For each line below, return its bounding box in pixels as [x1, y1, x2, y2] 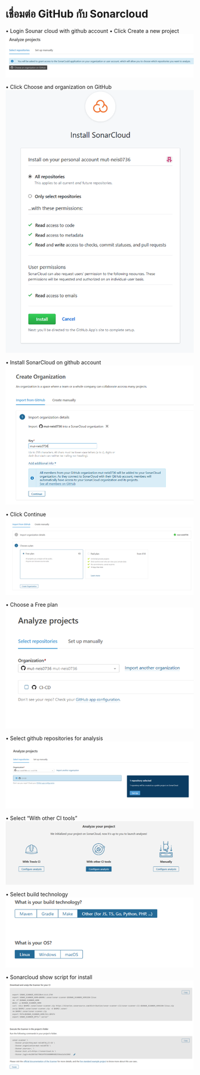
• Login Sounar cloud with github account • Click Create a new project [5, 27, 180, 34]
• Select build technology [5, 890, 68, 898]
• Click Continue [5, 511, 47, 518]
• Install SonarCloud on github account [5, 359, 101, 366]
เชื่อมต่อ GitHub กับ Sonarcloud [5, 7, 149, 21]
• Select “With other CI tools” [5, 815, 78, 822]
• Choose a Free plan [5, 601, 58, 609]
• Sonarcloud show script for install [5, 973, 93, 981]
